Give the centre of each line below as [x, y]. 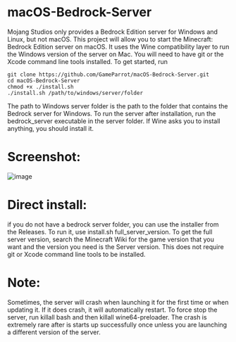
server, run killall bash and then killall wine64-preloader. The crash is [107, 317]
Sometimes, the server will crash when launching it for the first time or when [118, 302]
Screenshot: [44, 157]
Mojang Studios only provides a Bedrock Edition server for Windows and [113, 32]
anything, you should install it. [50, 128]
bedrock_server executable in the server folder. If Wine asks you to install [114, 121]
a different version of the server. [54, 332]
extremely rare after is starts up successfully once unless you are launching [117, 324]
